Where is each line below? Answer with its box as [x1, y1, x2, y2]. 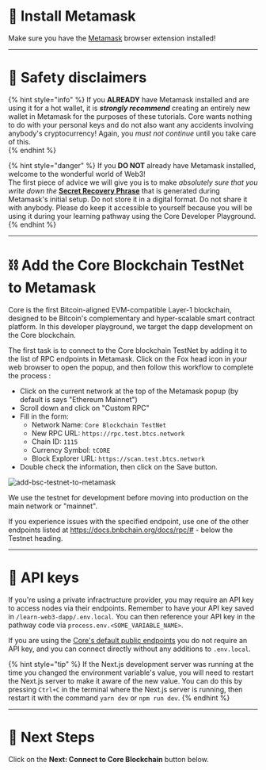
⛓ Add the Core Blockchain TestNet [8, 257, 245, 274]
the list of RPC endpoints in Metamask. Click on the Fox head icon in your [8, 354, 248, 363]
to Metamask [8, 279, 97, 297]
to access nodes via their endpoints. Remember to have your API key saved [8, 603, 255, 613]
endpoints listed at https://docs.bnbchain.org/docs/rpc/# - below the [8, 525, 234, 534]
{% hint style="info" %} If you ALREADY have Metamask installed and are [8, 94, 249, 104]
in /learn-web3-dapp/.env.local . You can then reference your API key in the [8, 611, 256, 621]
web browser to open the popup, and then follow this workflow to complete [8, 362, 254, 372]
